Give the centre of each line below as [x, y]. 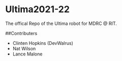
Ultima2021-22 [38, 9]
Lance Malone [27, 54]
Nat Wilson [24, 48]
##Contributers [21, 33]
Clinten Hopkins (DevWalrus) [43, 43]
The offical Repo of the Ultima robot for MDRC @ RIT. [61, 23]
